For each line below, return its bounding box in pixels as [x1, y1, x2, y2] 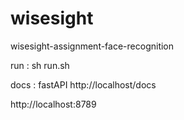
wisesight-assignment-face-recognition [10, 40, 175, 52]
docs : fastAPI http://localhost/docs [10, 78, 157, 91]
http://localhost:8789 [10, 98, 97, 110]
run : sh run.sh [10, 59, 70, 71]
